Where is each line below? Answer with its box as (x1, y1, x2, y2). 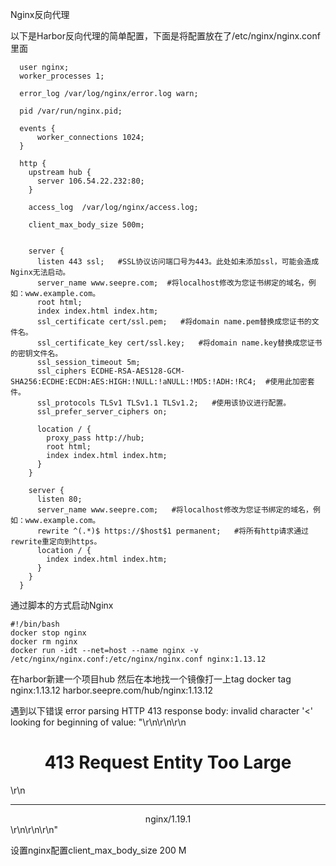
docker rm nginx (10, 637, 78, 647)
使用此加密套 (269, 377, 315, 387)
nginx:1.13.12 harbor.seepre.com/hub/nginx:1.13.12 (10, 684, 213, 696)
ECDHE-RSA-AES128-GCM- (90, 366, 186, 376)
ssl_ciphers (36, 366, 87, 376)
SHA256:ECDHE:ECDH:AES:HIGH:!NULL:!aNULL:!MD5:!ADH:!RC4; (10, 377, 257, 387)
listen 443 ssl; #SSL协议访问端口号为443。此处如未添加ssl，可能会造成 (36, 257, 320, 267)
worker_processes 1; (19, 71, 105, 81)
